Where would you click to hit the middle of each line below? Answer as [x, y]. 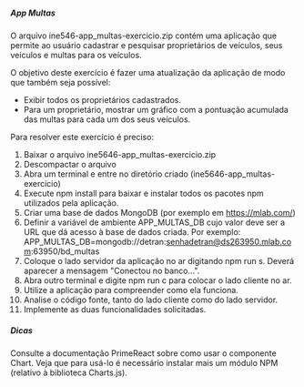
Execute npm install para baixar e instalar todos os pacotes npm [144, 193]
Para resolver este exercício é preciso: [82, 137]
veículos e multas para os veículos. [76, 55]
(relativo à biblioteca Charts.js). [69, 372]
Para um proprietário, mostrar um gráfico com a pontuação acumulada [156, 109]
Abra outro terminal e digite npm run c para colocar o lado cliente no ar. [157, 280]
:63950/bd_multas [66, 251]
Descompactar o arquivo [70, 164]
